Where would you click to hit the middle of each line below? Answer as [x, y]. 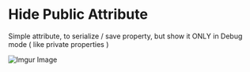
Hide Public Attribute [78, 14]
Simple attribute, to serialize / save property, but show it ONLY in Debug [125, 36]
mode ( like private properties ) [59, 44]
